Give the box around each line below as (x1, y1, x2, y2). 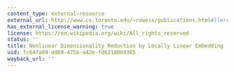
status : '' (7, 36, 39, 43)
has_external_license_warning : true (7, 23, 114, 30)
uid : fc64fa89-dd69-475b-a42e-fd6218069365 (7, 49, 136, 56)
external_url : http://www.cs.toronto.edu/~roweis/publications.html (7, 17, 211, 24)
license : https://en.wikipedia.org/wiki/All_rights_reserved (7, 29, 190, 37)
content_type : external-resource (7, 10, 105, 17)
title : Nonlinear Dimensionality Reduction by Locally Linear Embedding (7, 42, 224, 49)
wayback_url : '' (7, 56, 55, 63)
